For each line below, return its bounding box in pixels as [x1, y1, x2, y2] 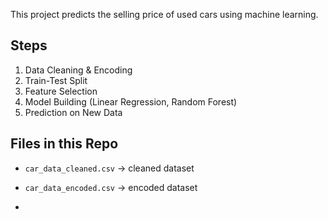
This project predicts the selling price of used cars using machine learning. [10, 9, 319, 20]
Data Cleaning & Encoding [24, 64, 133, 76]
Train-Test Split [24, 74, 88, 86]
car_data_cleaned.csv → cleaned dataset [24, 162, 195, 174]
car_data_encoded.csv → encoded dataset [24, 181, 198, 193]
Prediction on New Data [24, 106, 123, 118]
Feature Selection [24, 85, 98, 97]
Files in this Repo [10, 135, 119, 153]
